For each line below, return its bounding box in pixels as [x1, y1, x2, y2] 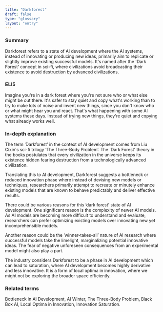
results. [5, 193, 20, 199]
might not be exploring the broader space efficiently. [5, 273, 111, 279]
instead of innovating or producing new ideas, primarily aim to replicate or [5, 53, 154, 59]
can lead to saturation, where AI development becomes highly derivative [5, 263, 151, 268]
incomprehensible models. [5, 223, 59, 229]
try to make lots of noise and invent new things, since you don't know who [5, 102, 155, 108]
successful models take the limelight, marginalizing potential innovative [5, 238, 148, 244]
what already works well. [5, 118, 55, 124]
